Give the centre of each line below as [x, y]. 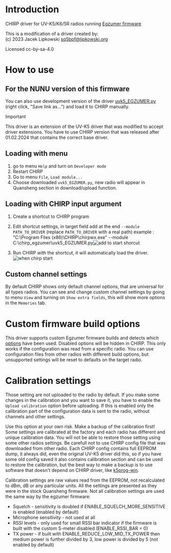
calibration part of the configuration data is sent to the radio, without [78, 411]
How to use [30, 70]
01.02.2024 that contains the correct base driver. [57, 137]
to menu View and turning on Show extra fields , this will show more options [85, 298]
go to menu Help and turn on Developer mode [59, 166]
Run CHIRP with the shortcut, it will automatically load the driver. [81, 252]
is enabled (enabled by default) [46, 512]
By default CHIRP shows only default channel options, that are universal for [85, 287]
